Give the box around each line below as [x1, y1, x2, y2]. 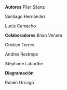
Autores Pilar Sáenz [5, 4, 45, 10]
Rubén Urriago [5, 80, 34, 85]
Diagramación [5, 70, 34, 76]
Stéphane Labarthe [5, 61, 43, 66]
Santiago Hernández [5, 14, 46, 19]
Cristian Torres [5, 42, 35, 48]
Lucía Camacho [5, 23, 36, 29]
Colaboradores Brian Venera [5, 33, 63, 38]
